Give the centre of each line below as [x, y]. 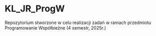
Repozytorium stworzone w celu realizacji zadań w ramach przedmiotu [78, 22]
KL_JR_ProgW [35, 9]
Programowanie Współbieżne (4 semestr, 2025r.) [55, 27]
